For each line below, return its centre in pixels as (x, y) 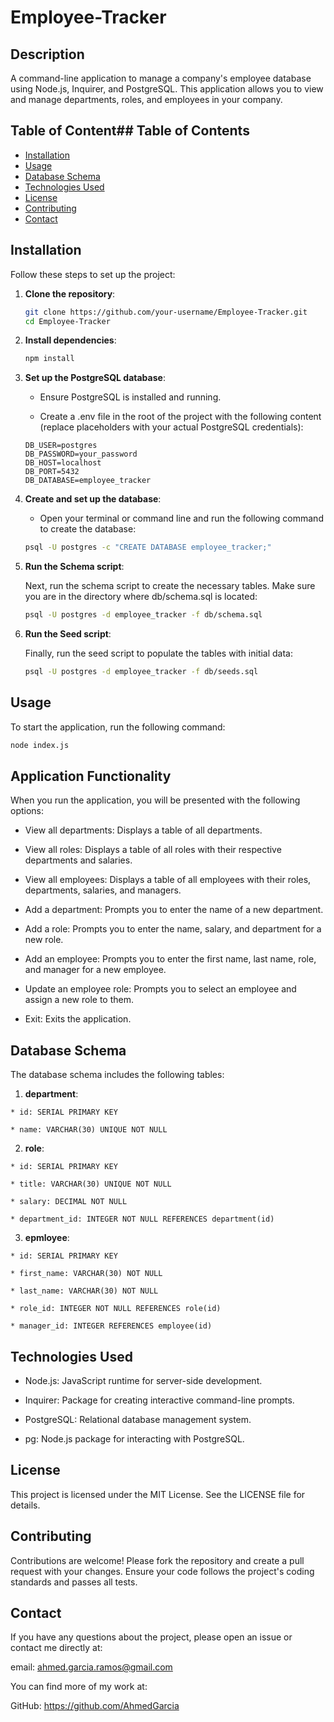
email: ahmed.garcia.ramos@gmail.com (91, 1667)
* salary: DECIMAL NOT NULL (69, 1202)
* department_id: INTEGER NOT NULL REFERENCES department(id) (142, 1219)
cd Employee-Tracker (67, 321)
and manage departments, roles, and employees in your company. (146, 99)
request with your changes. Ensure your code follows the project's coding (162, 1571)
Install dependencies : (70, 340)
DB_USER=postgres (61, 446)
